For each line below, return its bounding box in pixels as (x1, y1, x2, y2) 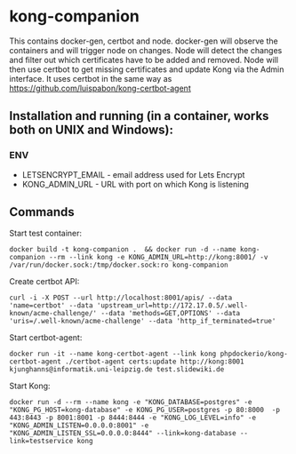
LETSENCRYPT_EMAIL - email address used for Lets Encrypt (21, 169, 245, 179)
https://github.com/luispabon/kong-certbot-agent (9, 83, 191, 93)
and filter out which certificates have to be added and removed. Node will (9, 54, 278, 65)
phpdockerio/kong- (220, 349, 289, 359)
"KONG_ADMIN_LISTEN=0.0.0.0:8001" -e (9, 421, 149, 430)
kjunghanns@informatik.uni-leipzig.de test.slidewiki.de (9, 365, 225, 374)
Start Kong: (9, 380, 51, 392)
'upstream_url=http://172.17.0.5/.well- (96, 301, 249, 310)
